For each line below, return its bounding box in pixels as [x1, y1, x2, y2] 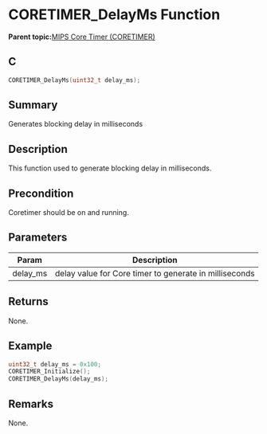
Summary [8, 98, 58, 112]
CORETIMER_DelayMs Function [8, 6, 221, 24]
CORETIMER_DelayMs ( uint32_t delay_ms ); [8, 76, 141, 84]
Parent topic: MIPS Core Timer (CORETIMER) [8, 32, 155, 41]
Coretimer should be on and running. [8, 208, 129, 217]
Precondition [8, 186, 74, 200]
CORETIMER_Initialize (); [8, 368, 91, 376]
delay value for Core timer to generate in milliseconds [54, 268, 255, 279]
